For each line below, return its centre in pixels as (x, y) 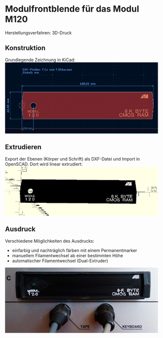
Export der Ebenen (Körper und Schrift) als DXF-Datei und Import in (73, 159)
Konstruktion (25, 48)
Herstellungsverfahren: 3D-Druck (38, 33)
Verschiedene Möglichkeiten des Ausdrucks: (50, 241)
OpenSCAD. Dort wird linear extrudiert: (44, 164)
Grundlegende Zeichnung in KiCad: (40, 60)
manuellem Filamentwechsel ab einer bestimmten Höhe (67, 255)
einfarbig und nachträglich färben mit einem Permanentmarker (74, 250)
